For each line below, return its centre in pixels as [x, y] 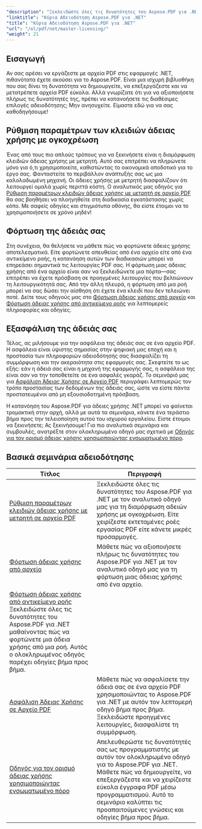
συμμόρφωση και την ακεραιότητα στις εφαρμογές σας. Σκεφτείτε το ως [98, 362]
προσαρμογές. [117, 537]
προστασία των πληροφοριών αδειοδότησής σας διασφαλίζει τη [87, 356]
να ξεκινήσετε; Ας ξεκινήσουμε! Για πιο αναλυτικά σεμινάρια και [87, 425]
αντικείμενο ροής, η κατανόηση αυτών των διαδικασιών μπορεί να [90, 258]
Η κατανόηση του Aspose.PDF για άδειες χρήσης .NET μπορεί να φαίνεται [99, 406]
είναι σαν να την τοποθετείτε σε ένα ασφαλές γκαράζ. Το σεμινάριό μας [98, 375]
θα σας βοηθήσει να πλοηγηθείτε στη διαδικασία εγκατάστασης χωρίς [95, 199]
